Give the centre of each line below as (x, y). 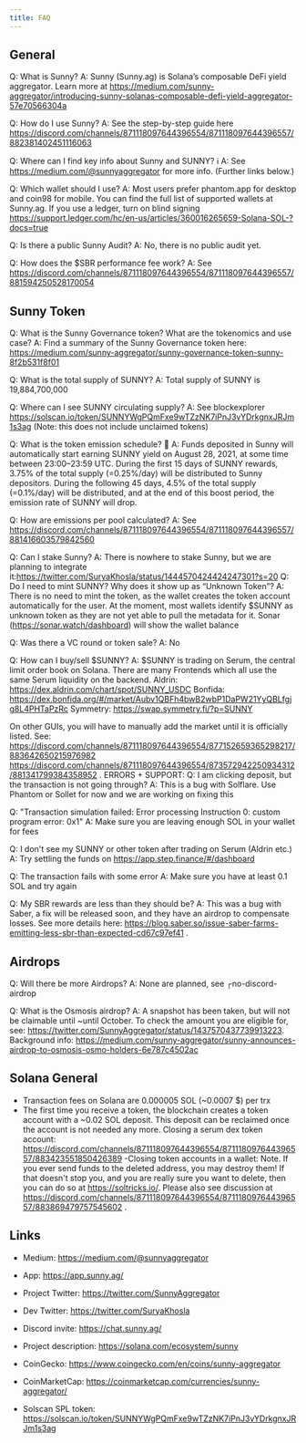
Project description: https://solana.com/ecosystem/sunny (130, 1345)
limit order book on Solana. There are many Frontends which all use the (143, 670)
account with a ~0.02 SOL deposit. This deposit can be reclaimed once (156, 1119)
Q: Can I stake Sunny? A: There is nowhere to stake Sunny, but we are (140, 557)
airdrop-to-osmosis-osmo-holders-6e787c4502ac (104, 1050)
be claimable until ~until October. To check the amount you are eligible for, (149, 1021)
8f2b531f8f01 (35, 362)
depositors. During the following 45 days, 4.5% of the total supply (133, 483)
